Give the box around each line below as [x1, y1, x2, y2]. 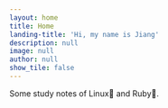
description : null [9, 38, 79, 48]
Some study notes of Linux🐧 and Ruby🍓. [9, 87, 160, 99]
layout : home [9, 13, 59, 22]
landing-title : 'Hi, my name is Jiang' [9, 30, 160, 39]
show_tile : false [9, 64, 75, 73]
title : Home [9, 22, 54, 31]
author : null [9, 55, 59, 64]
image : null [9, 47, 54, 56]
